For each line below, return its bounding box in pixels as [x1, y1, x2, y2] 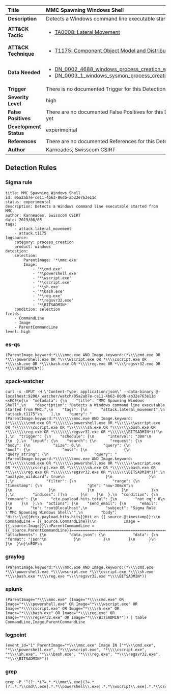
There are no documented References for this [45, 138, 155, 145]
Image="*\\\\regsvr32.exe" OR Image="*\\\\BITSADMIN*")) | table [5, 615, 147, 620]
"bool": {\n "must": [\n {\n [5, 447, 131, 453]
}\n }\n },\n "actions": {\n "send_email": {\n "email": [5, 501, 158, 506]
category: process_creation [14, 240, 74, 245]
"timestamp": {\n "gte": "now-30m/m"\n [5, 483, 133, 489]
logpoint [5, 631, 26, 638]
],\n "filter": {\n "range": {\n [5, 479, 140, 484]
